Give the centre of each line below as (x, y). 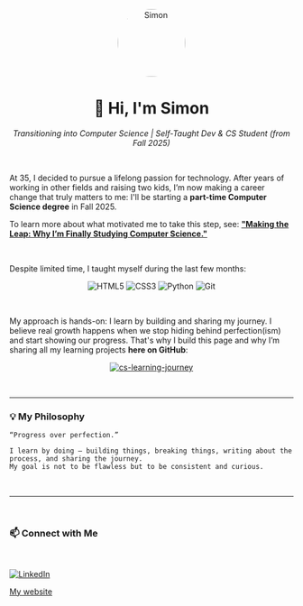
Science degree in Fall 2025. (63, 207)
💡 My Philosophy (47, 417)
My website (31, 592)
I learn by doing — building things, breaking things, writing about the (151, 451)
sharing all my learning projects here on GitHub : (99, 349)
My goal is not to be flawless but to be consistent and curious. (137, 467)
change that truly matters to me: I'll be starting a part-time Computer (138, 197)
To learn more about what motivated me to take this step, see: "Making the (149, 224)
